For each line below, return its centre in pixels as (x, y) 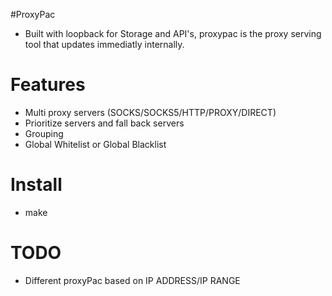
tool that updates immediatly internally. (104, 44)
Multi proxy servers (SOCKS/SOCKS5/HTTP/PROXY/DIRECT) (150, 112)
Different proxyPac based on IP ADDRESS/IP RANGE (132, 280)
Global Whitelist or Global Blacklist (95, 144)
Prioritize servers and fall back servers (104, 123)
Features (48, 85)
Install (36, 185)
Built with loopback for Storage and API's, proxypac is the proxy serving (173, 33)
